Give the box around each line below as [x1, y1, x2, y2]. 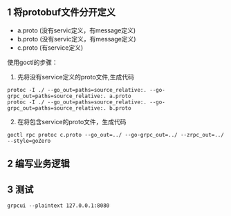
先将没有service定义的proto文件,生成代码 [17, 72, 135, 81]
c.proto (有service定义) [17, 43, 84, 52]
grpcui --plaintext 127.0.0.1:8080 [7, 202, 110, 209]
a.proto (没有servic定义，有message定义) [17, 26, 136, 35]
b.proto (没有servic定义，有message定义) [17, 35, 136, 43]
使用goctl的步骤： [7, 58, 58, 66]
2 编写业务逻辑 [7, 158, 71, 170]
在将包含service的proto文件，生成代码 [17, 117, 127, 126]
